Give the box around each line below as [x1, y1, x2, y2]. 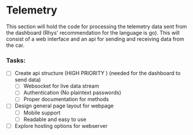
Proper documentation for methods [23, 96, 109, 103]
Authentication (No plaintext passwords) [23, 89, 122, 96]
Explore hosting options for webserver [14, 122, 108, 129]
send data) [14, 76, 41, 83]
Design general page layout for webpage [14, 102, 114, 109]
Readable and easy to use [23, 116, 86, 123]
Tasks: [6, 56, 26, 65]
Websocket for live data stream [23, 83, 99, 90]
